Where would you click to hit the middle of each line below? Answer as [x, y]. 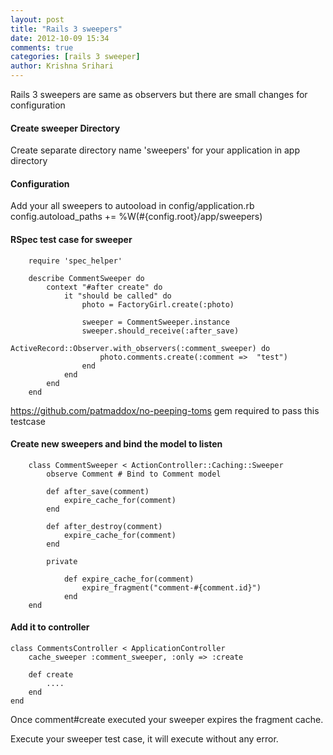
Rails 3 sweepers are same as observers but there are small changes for [159, 94]
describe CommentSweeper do [86, 278]
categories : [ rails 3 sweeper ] [75, 57]
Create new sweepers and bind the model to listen [116, 444]
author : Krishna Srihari [62, 66]
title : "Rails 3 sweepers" [66, 29]
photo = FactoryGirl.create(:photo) [158, 304]
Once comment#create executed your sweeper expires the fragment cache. [167, 720]
